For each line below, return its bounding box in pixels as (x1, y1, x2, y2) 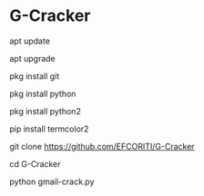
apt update (9, 35, 50, 46)
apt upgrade (9, 53, 56, 64)
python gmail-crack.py (9, 176, 95, 187)
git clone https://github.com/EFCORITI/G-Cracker (9, 141, 195, 152)
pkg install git (9, 70, 60, 82)
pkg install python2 (9, 105, 82, 116)
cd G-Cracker (9, 158, 61, 169)
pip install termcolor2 (9, 123, 89, 134)
